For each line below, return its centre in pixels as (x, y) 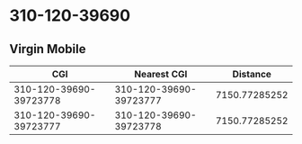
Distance (252, 74)
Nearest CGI (161, 74)
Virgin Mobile (48, 49)
